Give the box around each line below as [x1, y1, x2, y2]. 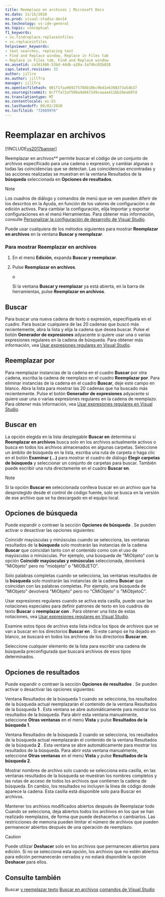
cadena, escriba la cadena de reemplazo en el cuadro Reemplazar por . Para [5, 374, 160, 380]
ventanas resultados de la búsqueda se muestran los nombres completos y [5, 773, 157, 779]
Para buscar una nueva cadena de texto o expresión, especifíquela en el [5, 316, 151, 322]
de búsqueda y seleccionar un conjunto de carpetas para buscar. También [5, 460, 157, 466]
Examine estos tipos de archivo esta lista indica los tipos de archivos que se [5, 623, 159, 629]
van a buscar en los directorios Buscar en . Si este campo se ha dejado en [5, 629, 156, 635]
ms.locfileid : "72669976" [5, 108, 58, 113]
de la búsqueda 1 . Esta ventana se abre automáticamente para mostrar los [5, 707, 156, 712]
